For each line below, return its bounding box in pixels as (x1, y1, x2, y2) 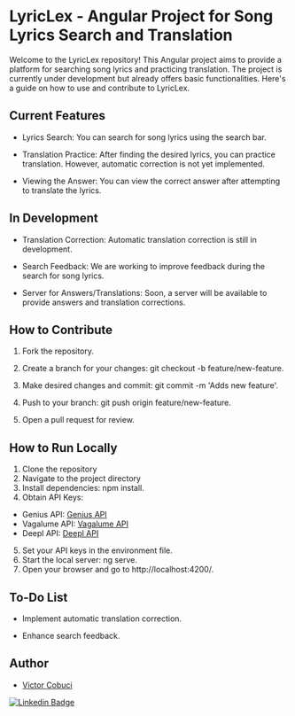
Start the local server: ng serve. (21, 555, 138, 565)
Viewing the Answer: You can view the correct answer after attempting (21, 175, 281, 186)
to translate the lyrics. (21, 184, 102, 196)
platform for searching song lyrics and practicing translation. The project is (9, 64, 283, 74)
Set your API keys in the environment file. (21, 545, 173, 556)
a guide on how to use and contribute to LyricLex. (9, 82, 190, 93)
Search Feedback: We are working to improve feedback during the (21, 261, 266, 271)
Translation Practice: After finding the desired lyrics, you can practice (21, 149, 276, 160)
